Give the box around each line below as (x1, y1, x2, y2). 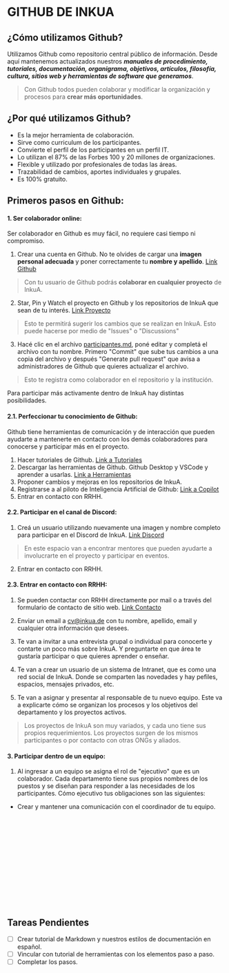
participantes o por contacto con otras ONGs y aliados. (23, 736, 181, 745)
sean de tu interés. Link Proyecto (17, 306, 111, 315)
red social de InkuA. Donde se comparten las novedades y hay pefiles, (17, 673, 218, 681)
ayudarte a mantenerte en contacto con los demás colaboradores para (7, 435, 208, 443)
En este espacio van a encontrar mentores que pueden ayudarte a (23, 544, 212, 552)
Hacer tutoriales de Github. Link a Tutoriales (17, 455, 143, 464)
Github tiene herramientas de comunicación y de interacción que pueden (7, 427, 215, 435)
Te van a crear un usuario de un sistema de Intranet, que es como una (17, 665, 217, 674)
